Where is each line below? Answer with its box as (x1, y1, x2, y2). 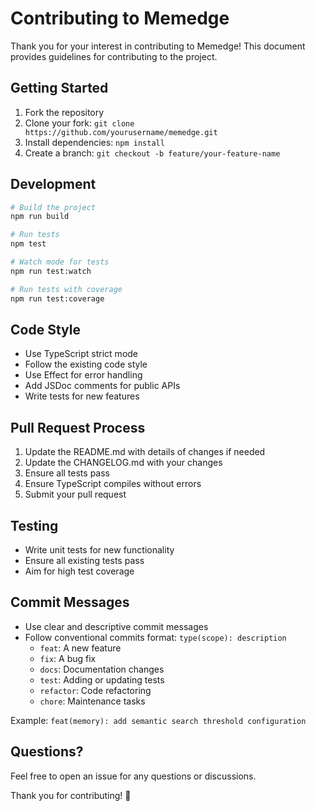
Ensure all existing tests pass (24, 555, 145, 566)
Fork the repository (24, 106, 105, 118)
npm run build (10, 212, 70, 222)
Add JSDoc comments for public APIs (24, 380, 181, 392)
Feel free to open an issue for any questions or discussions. (10, 770, 257, 782)
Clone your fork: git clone (24, 117, 135, 129)
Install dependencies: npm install (24, 136, 165, 148)
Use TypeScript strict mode (24, 348, 139, 360)
